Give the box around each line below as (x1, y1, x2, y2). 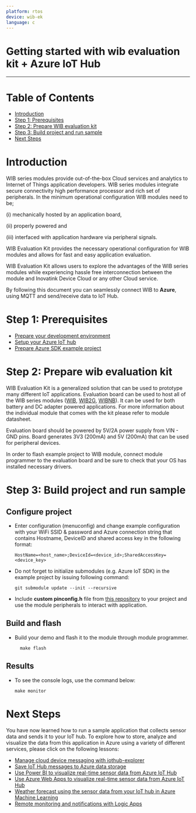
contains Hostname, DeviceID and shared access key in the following (14, 535, 181, 542)
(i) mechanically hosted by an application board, (6, 211, 122, 218)
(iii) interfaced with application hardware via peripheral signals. (6, 234, 157, 241)
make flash (20, 645, 47, 651)
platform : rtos (6, 8, 43, 15)
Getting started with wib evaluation (6, 44, 180, 58)
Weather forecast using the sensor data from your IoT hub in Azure (14, 787, 176, 795)
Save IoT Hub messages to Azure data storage (14, 763, 127, 770)
